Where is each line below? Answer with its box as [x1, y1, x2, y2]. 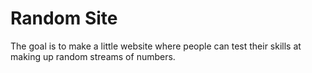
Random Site [10, 7, 118, 30]
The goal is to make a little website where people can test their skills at [10, 40, 302, 52]
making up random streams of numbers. [10, 50, 176, 62]
